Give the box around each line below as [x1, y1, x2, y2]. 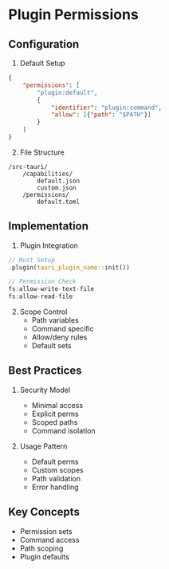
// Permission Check [8, 277, 77, 286]
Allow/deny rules [31, 332, 88, 342]
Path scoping [19, 543, 64, 553]
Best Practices [8, 364, 82, 378]
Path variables [31, 316, 80, 325]
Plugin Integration [19, 241, 78, 250]
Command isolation [31, 426, 96, 435]
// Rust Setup [8, 256, 56, 264]
